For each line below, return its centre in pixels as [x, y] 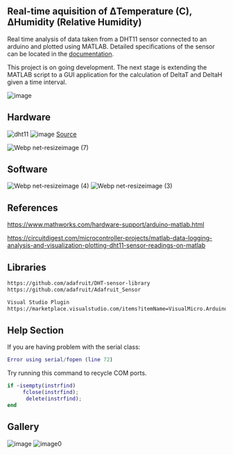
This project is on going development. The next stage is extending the [107, 67]
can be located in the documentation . [61, 53]
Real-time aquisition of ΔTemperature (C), [100, 11]
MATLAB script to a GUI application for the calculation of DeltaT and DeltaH [115, 74]
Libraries [27, 267]
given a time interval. [37, 82]
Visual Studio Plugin [38, 302]
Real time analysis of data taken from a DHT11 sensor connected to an [107, 39]
